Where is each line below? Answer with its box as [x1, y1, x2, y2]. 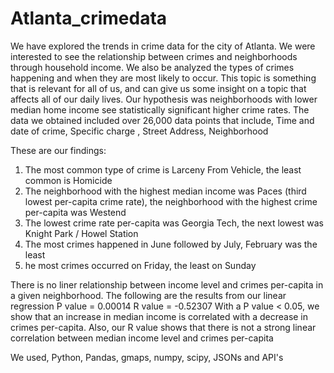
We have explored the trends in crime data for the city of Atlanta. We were [10, 40, 316, 52]
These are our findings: [10, 144, 107, 156]
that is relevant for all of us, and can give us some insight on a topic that [10, 82, 307, 94]
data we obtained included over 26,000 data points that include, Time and [10, 114, 315, 126]
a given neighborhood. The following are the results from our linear [10, 289, 287, 301]
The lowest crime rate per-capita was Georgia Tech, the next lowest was [24, 217, 324, 229]
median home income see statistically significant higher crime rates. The [10, 103, 310, 116]
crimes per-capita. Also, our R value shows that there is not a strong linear [10, 321, 317, 333]
